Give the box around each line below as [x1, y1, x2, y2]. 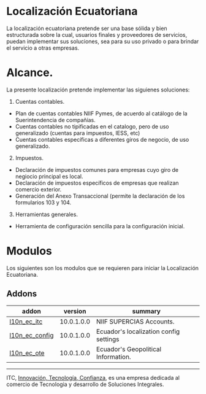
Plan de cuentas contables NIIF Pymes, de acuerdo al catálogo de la [15, 109, 188, 117]
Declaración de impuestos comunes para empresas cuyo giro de [15, 166, 179, 173]
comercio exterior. [15, 185, 62, 193]
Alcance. [6, 66, 53, 80]
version [63, 307, 86, 315]
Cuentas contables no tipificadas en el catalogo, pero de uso [15, 123, 170, 130]
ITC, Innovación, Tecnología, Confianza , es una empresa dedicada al [6, 374, 180, 381]
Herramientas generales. [15, 211, 78, 218]
